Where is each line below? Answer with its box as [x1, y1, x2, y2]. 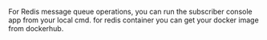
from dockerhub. [8, 24, 64, 33]
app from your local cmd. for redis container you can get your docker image [8, 15, 259, 25]
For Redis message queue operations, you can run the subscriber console [8, 7, 253, 16]
